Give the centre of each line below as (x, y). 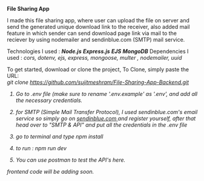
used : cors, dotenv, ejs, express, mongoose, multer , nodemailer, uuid (94, 58)
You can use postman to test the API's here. (71, 160)
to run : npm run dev (41, 148)
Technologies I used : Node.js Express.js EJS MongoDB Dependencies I (98, 51)
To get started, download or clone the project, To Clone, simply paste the (98, 69)
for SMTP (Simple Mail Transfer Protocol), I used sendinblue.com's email (107, 112)
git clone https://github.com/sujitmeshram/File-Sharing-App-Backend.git (98, 82)
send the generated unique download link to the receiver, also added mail (98, 27)
